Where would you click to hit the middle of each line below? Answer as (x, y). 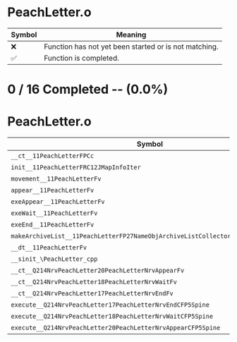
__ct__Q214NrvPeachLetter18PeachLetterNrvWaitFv (94, 282)
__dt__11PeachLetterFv (49, 248)
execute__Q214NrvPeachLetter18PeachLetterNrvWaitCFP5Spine (112, 317)
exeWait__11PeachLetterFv (54, 213)
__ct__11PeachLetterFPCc (53, 156)
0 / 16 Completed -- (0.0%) (88, 90)
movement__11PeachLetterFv (56, 179)
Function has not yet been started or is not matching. (131, 47)
